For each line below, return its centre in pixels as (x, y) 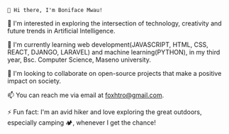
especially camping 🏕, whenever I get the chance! (82, 123)
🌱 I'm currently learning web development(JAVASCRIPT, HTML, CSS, (108, 45)
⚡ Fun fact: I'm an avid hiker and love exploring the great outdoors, (105, 112)
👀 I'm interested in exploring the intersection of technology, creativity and (114, 23)
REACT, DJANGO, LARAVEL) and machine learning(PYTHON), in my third (114, 52)
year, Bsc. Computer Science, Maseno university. (79, 60)
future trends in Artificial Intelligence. (61, 31)
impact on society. (34, 81)
